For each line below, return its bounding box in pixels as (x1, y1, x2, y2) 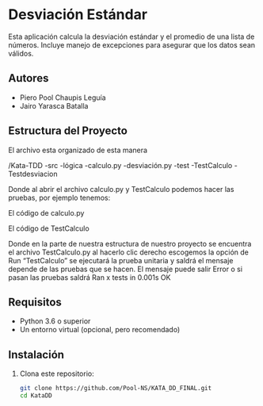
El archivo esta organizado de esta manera (8, 145, 148, 155)
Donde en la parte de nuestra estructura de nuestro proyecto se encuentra (8, 239, 252, 248)
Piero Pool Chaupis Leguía (19, 93, 106, 102)
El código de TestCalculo (8, 224, 90, 233)
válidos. (8, 48, 34, 58)
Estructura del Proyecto (8, 124, 128, 138)
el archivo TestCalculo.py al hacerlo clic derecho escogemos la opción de (8, 247, 250, 257)
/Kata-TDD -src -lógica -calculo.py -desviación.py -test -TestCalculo (8, 160, 233, 170)
